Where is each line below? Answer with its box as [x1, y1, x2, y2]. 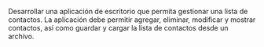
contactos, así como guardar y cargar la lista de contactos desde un [8, 23, 229, 32]
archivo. [8, 31, 35, 41]
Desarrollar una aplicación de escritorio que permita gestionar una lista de [8, 7, 248, 16]
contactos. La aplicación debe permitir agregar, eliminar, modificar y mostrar [8, 15, 256, 24]
